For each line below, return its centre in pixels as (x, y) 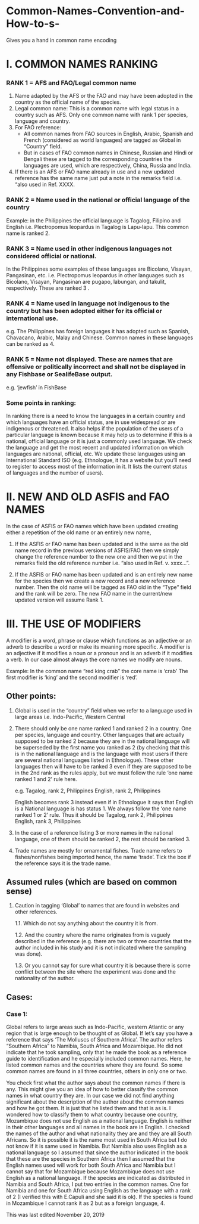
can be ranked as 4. (31, 344)
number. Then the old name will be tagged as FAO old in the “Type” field (103, 587)
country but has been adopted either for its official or (84, 311)
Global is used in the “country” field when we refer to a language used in (104, 710)
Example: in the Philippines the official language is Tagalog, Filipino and (94, 220)
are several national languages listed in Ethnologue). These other (94, 760)
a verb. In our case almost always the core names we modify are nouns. (94, 659)
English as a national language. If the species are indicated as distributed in (98, 1178)
